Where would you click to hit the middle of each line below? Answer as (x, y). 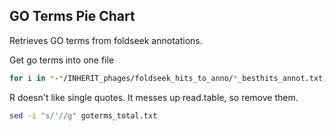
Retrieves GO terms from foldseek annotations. (106, 40)
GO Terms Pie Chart (72, 16)
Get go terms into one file (62, 60)
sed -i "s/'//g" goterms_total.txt (83, 115)
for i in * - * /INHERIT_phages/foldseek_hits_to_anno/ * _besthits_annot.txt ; (168, 78)
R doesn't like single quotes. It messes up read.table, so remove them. (154, 97)
